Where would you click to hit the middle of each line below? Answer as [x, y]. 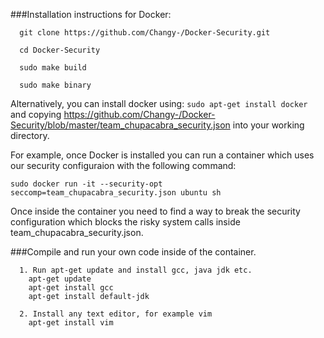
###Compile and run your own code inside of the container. [133, 252]
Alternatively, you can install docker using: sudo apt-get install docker [159, 103]
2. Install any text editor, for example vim [116, 314]
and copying [36, 114]
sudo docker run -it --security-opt [86, 184]
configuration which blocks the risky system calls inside [125, 222]
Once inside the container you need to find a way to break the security [155, 211]
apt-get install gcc [71, 288]
